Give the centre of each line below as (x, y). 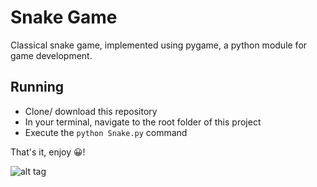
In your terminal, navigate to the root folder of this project (143, 122)
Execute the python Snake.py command (106, 132)
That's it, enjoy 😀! (48, 152)
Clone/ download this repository (91, 111)
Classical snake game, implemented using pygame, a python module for (159, 45)
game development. (51, 55)
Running (37, 87)
